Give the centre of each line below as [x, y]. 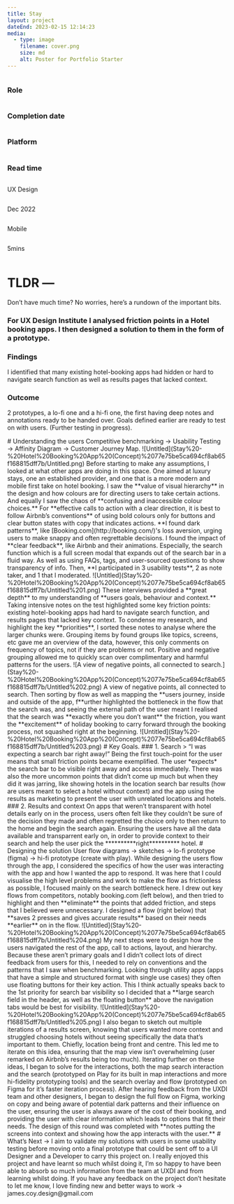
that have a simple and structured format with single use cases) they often [114, 978]
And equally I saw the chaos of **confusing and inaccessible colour [105, 501]
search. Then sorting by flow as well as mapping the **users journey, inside [116, 695]
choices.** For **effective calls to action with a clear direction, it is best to [114, 508]
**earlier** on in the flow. [44, 925]
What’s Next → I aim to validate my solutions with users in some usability [112, 1141]
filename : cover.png [50, 46]
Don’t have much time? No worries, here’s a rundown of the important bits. [114, 302]
